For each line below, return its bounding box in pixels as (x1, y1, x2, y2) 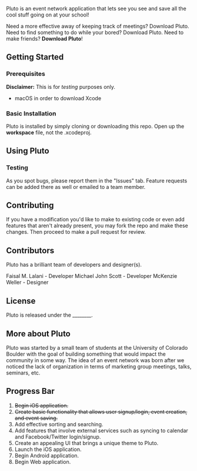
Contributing (6, 200, 54, 211)
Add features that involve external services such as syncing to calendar (14, 427, 188, 434)
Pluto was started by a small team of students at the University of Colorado (6, 344, 188, 351)
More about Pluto (6, 329, 71, 339)
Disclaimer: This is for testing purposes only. (6, 83, 116, 90)
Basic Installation (6, 109, 56, 117)
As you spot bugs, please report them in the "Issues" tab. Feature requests (6, 177, 188, 184)
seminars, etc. (6, 369, 41, 376)
